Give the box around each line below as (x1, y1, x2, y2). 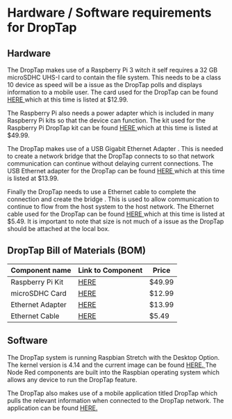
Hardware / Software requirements (7, 5, 212, 21)
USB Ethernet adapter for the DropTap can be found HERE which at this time (7, 167, 225, 175)
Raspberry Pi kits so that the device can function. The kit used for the (7, 116, 206, 125)
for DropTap (7, 19, 77, 35)
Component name (10, 265, 72, 275)
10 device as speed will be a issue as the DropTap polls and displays (7, 81, 203, 88)
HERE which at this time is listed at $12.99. (7, 95, 129, 104)
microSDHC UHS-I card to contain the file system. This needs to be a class (7, 73, 222, 81)
